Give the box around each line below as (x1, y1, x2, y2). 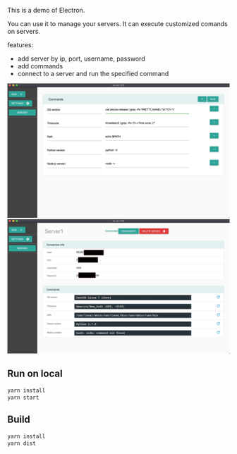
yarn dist (7, 440, 37, 447)
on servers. (7, 27, 41, 35)
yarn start (7, 394, 39, 401)
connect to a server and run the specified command (17, 70, 169, 78)
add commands (17, 62, 63, 70)
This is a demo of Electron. (7, 6, 85, 14)
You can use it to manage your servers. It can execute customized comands (7, 20, 228, 27)
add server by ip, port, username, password (17, 54, 146, 63)
